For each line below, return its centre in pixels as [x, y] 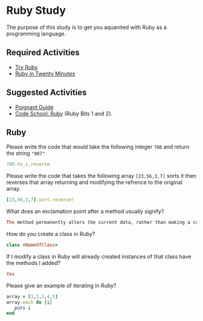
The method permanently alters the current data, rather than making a [98, 223]
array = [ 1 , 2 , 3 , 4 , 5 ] [32, 296]
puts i [23, 308]
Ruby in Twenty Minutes [45, 74]
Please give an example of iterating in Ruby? [61, 285]
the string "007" [26, 153]
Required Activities [43, 53]
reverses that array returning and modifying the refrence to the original [94, 182]
